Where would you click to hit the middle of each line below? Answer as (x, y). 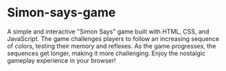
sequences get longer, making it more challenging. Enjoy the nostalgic (106, 53)
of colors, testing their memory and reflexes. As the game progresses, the (112, 46)
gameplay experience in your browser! (61, 60)
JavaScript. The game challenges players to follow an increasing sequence (113, 38)
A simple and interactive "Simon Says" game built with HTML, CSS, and (108, 31)
